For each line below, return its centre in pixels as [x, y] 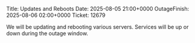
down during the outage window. [47, 33]
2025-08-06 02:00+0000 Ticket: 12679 [56, 15]
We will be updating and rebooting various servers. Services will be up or [97, 27]
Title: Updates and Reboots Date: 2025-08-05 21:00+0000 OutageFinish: [98, 9]
